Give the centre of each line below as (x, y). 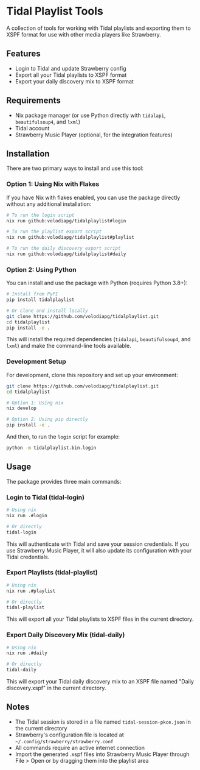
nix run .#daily (27, 653)
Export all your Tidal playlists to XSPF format (71, 75)
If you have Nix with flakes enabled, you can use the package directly (93, 197)
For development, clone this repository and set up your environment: (92, 375)
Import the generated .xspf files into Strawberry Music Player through (102, 754)
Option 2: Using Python (42, 269)
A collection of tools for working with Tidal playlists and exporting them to (99, 28)
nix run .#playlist (31, 591)
